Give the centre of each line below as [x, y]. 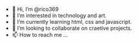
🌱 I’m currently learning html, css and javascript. [72, 22]
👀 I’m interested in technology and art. [59, 15]
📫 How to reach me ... [40, 35]
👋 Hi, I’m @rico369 [35, 9]
